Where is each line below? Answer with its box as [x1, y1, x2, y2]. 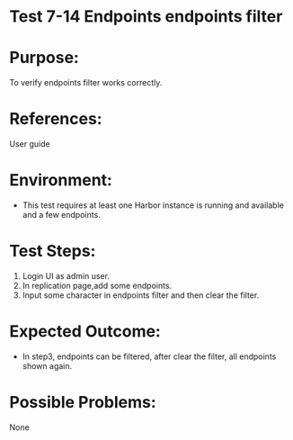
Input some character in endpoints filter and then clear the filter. [22, 290, 260, 301]
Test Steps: [9, 241, 96, 262]
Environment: [9, 170, 112, 191]
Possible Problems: [9, 392, 157, 413]
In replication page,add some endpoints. [22, 280, 173, 291]
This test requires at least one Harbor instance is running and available [22, 200, 285, 211]
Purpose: [9, 48, 79, 68]
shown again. [22, 360, 73, 371]
